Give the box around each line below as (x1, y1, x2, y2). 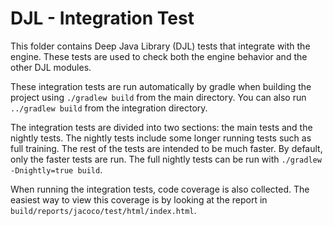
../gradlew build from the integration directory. (10, 102, 208, 114)
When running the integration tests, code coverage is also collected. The (10, 183, 310, 195)
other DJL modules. (10, 61, 92, 73)
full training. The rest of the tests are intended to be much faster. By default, (10, 142, 323, 154)
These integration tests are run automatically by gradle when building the (10, 80, 312, 92)
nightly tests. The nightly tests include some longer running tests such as (10, 132, 312, 144)
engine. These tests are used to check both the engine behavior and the (10, 50, 308, 62)
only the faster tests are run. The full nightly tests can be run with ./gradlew (10, 153, 322, 165)
